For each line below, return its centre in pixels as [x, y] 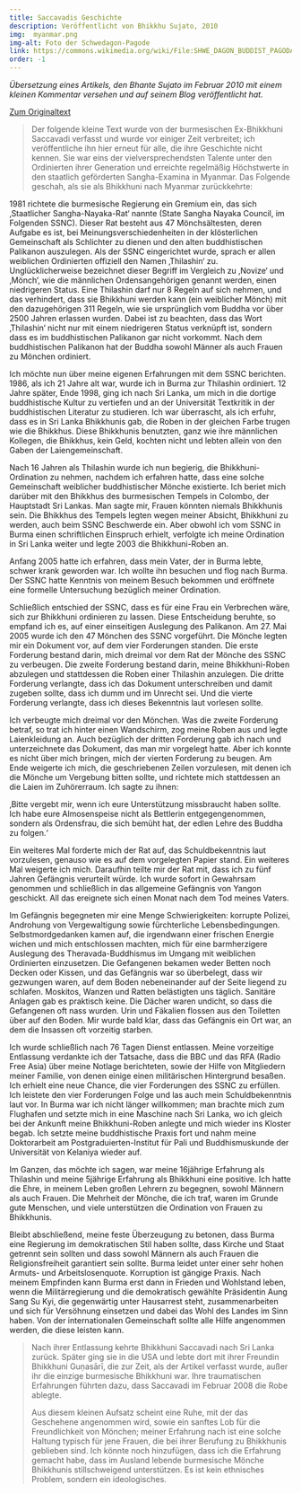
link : [19, 51]
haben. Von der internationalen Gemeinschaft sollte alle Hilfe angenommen [147, 1320]
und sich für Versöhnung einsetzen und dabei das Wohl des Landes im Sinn [149, 1311]
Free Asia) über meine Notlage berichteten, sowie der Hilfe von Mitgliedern [147, 1066]
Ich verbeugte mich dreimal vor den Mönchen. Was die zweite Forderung [144, 720]
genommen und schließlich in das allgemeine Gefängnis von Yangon [135, 888]
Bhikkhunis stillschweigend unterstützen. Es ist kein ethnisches [147, 1470]
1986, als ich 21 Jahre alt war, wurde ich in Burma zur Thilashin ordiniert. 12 [148, 383]
